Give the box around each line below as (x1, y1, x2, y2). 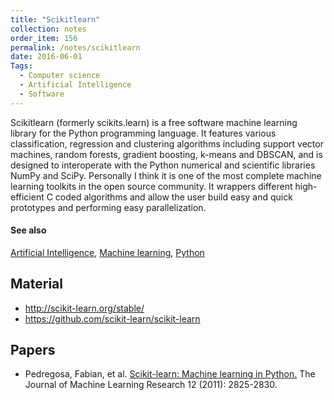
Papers (10, 342, 56, 359)
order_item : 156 (10, 33, 78, 43)
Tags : (10, 61, 33, 71)
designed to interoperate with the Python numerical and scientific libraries (10, 159, 316, 171)
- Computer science (19, 71, 101, 81)
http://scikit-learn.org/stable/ (24, 302, 145, 314)
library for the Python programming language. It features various (10, 127, 277, 139)
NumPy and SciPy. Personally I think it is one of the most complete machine (10, 169, 322, 181)
